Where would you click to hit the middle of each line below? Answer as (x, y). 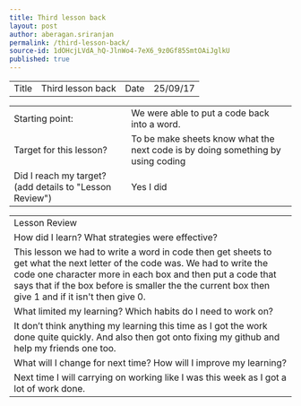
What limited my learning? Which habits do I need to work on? (144, 311)
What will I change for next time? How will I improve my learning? (150, 363)
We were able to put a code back (201, 113)
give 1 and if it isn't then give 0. (80, 297)
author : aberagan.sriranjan (62, 34)
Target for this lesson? (60, 150)
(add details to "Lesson (63, 187)
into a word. (156, 124)
